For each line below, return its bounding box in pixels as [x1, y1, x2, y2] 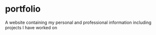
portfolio [5, 3, 41, 15]
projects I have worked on [5, 24, 58, 30]
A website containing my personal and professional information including [5, 19, 152, 25]
